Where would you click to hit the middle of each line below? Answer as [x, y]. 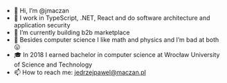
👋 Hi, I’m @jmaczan [41, 11]
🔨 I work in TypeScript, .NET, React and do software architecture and [112, 18]
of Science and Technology [53, 64]
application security [42, 25]
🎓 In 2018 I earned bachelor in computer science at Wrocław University [117, 55]
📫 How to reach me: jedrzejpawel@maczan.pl [80, 72]
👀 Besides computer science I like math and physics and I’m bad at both [116, 40]
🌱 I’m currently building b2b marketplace [72, 32]
